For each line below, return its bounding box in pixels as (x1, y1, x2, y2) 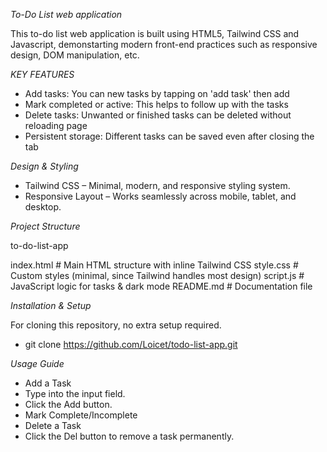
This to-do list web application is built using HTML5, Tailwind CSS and (10, 28, 300, 39)
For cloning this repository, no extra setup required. (10, 319, 222, 331)
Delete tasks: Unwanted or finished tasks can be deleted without (24, 109, 292, 121)
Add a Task (24, 377, 72, 389)
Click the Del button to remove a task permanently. (24, 430, 235, 442)
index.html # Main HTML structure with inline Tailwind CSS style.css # (10, 259, 299, 271)
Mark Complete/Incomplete (24, 409, 138, 421)
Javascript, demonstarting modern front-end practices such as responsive (10, 39, 318, 50)
